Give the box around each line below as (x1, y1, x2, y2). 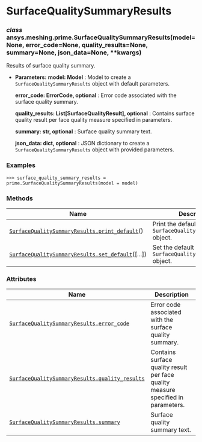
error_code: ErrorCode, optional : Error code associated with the (14, 92, 177, 99)
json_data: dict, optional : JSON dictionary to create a (14, 140, 150, 147)
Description (154, 291, 189, 299)
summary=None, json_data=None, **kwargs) (6, 48, 142, 57)
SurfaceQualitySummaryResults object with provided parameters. (14, 146, 174, 153)
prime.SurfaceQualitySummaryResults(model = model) (6, 180, 138, 186)
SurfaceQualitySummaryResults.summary (9, 419, 120, 426)
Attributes (6, 275, 37, 283)
